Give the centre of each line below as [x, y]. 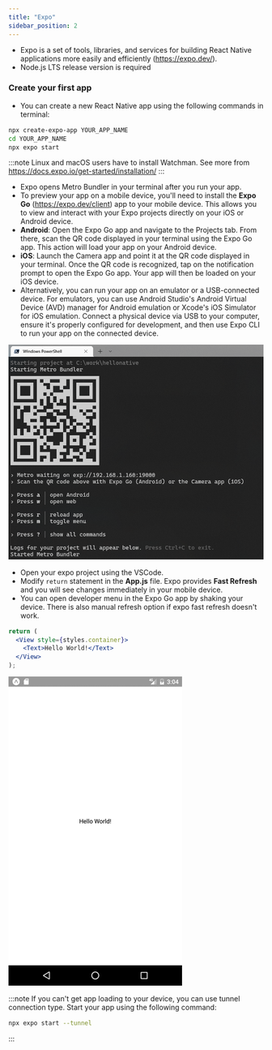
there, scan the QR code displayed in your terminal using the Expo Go [136, 238]
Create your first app [50, 88]
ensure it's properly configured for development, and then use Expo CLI [140, 325]
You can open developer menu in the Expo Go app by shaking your [132, 598]
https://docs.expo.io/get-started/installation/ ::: [87, 171]
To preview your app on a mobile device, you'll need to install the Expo [138, 195]
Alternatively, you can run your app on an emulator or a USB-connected [140, 290]
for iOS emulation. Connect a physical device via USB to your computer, [140, 316]
